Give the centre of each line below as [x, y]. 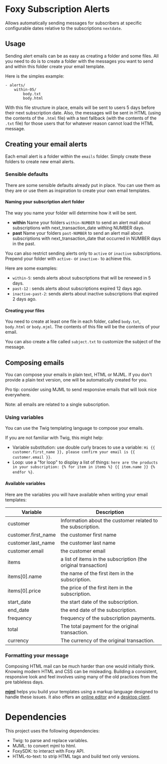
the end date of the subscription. [98, 610]
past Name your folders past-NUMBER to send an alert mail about [77, 233]
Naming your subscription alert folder [45, 202]
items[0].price [24, 590]
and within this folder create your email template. [55, 66]
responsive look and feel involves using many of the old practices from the [82, 676]
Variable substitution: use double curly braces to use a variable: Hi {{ [84, 447]
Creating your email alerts [46, 144]
